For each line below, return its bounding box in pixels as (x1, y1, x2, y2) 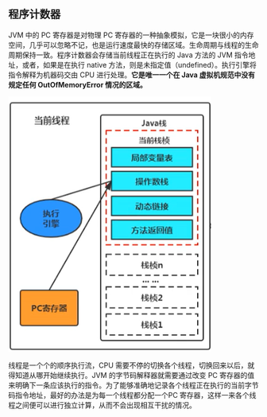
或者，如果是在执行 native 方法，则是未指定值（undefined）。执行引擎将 (21, 60, 257, 69)
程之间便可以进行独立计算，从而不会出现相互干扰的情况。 (8, 400, 196, 410)
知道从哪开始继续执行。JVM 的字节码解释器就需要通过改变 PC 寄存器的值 (14, 370, 255, 380)
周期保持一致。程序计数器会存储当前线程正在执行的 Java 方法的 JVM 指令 (8, 50, 249, 60)
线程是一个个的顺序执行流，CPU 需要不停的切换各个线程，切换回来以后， (8, 360, 248, 370)
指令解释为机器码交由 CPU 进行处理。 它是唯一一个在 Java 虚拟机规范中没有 (8, 70, 256, 80)
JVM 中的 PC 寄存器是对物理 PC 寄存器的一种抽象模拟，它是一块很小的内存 (8, 30, 254, 40)
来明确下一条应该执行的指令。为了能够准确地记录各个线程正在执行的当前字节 (8, 380, 259, 390)
